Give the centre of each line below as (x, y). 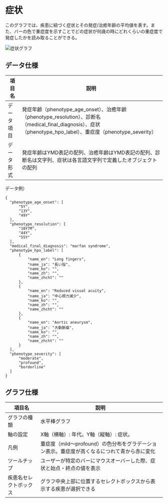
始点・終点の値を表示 (75, 468)
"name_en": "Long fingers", (56, 259)
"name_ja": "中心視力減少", (54, 296)
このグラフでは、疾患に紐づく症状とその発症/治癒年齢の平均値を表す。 (78, 25)
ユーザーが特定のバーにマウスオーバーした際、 (95, 460)
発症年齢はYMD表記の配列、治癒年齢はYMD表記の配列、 (88, 152)
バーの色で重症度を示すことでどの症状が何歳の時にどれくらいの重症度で (88, 31)
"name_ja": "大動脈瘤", (50, 328)
